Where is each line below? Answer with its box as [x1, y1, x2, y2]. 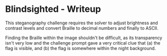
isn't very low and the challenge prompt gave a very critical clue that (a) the [5, 40, 161, 46]
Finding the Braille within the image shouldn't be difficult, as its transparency [5, 35, 163, 41]
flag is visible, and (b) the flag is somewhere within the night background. [5, 45, 156, 51]
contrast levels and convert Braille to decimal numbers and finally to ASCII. [5, 25, 159, 31]
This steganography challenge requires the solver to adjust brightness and [5, 20, 158, 26]
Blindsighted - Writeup [5, 3, 101, 15]
